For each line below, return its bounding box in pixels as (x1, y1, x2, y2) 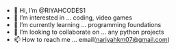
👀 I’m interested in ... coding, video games (13, 14, 132, 22)
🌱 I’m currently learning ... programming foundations (13, 21, 162, 28)
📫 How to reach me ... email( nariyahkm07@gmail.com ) (13, 36, 170, 43)
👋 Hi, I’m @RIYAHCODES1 (13, 7, 86, 14)
